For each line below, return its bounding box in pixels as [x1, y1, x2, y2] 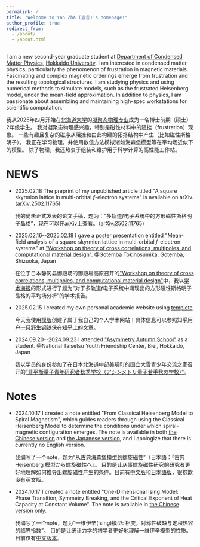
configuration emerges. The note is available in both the [39, 429, 177, 436]
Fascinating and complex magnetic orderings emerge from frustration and [6, 72, 188, 79]
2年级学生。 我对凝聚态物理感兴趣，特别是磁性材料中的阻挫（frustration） [6, 124, 188, 130]
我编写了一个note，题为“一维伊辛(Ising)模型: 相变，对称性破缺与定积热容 [14, 519, 193, 527]
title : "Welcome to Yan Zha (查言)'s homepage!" [6, 14, 128, 20]
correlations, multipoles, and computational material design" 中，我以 [14, 276, 184, 284]
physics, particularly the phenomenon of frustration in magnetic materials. [6, 66, 189, 72]
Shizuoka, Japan [14, 257, 57, 264]
